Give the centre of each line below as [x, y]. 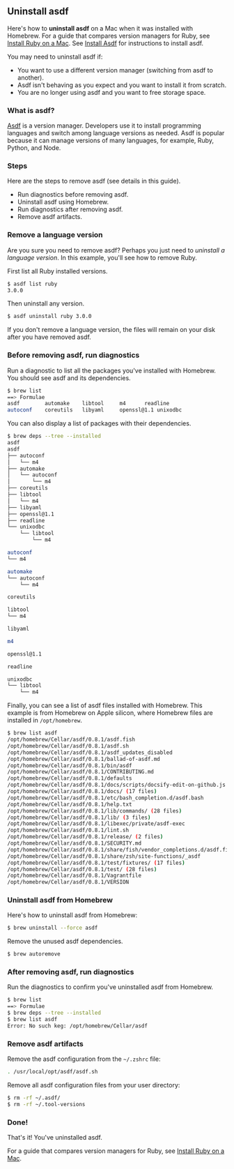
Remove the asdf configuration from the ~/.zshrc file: [84, 1059]
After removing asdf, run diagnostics [71, 972]
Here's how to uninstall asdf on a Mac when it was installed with [100, 28]
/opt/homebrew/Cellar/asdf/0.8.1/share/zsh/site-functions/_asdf [104, 856]
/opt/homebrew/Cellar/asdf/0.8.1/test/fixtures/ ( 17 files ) [96, 863]
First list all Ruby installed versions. [57, 271]
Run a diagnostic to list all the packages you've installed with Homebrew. [111, 370]
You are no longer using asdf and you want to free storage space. [111, 92]
